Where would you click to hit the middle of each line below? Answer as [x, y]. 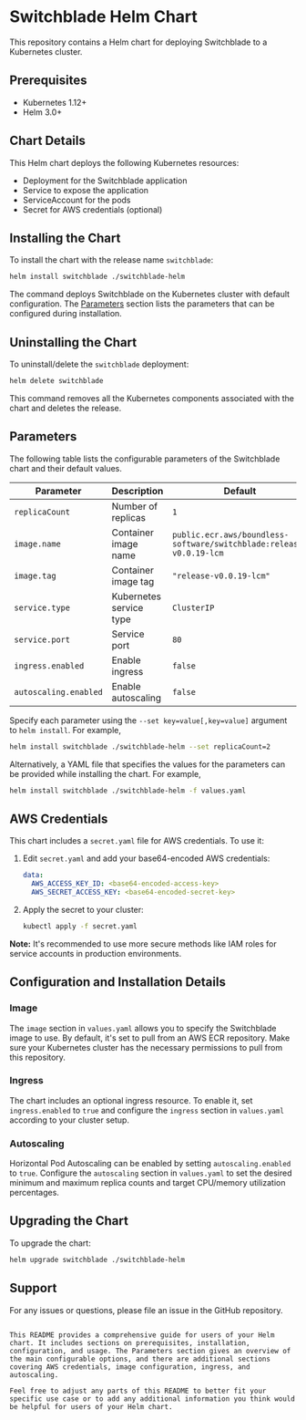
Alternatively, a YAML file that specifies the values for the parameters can [147, 764]
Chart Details [48, 141]
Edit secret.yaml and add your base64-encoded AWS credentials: [146, 858]
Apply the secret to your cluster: [83, 909]
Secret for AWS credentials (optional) [92, 209]
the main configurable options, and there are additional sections [140, 1359]
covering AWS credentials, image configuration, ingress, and [130, 1367]
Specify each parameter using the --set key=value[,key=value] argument [148, 720]
